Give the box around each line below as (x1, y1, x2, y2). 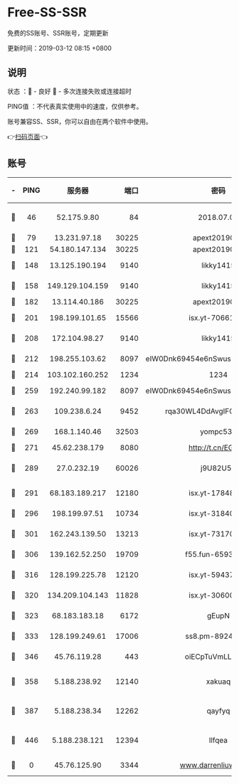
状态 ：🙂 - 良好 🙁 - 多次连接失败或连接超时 (7, 87, 132, 95)
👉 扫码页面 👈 (7, 132, 48, 141)
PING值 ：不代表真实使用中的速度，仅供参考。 (7, 102, 143, 110)
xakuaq (206, 677, 231, 687)
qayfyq (206, 706, 230, 716)
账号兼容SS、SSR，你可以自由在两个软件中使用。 (7, 117, 152, 125)
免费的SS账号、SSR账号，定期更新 (7, 28, 109, 37)
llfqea (208, 735, 228, 745)
